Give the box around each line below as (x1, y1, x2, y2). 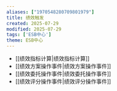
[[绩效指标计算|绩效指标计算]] (15, 55, 90, 62)
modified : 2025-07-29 (6, 26, 62, 32)
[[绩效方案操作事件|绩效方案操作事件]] (15, 62, 111, 70)
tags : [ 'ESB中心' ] (6, 32, 51, 38)
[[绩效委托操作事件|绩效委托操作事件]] (15, 70, 111, 77)
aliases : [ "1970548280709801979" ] (6, 9, 95, 15)
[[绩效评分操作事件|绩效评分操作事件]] (15, 78, 111, 85)
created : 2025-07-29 (6, 20, 59, 26)
